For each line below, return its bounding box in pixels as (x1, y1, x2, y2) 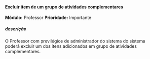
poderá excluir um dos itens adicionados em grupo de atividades (5, 43, 137, 49)
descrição (5, 26, 27, 32)
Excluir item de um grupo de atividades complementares (5, 4, 123, 10)
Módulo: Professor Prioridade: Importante (5, 15, 92, 20)
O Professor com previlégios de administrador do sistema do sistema (5, 38, 146, 44)
